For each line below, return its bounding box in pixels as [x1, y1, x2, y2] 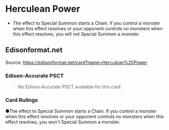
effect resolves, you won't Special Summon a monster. [5, 119, 120, 125]
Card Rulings [5, 96, 38, 103]
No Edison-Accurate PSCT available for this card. [17, 84, 122, 90]
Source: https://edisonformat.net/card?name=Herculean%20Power [5, 59, 147, 66]
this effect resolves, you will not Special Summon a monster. [12, 31, 140, 37]
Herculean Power [5, 3, 80, 15]
